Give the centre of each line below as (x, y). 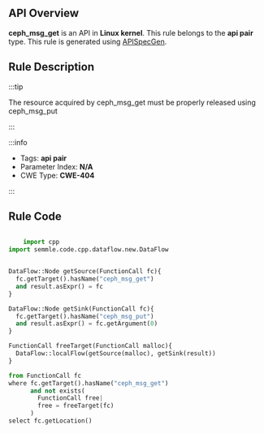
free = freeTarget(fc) (76, 406)
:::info (18, 142)
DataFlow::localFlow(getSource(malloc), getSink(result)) (116, 354)
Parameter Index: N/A (56, 166)
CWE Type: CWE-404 (57, 175)
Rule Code (35, 217)
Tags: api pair (43, 158)
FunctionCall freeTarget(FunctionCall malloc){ (91, 346)
